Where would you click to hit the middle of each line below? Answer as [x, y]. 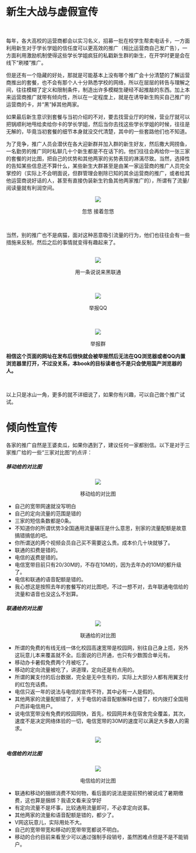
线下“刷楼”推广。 [26, 63]
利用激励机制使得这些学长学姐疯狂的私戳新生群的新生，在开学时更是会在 [103, 55]
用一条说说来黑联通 [98, 272]
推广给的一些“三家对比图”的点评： [52, 452]
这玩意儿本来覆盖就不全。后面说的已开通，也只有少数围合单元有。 [94, 655]
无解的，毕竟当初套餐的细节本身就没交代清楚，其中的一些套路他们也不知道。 [98, 131]
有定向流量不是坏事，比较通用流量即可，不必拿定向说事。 [83, 807]
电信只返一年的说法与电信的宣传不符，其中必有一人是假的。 [86, 691]
